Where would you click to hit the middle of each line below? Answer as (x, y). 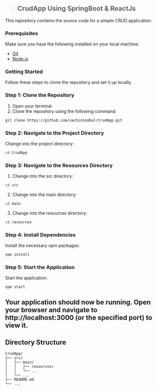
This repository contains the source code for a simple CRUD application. (78, 20)
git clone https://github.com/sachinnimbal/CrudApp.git (64, 120)
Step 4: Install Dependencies (40, 234)
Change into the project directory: (39, 144)
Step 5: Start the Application (40, 267)
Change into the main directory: (44, 195)
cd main (13, 203)
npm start (15, 287)
